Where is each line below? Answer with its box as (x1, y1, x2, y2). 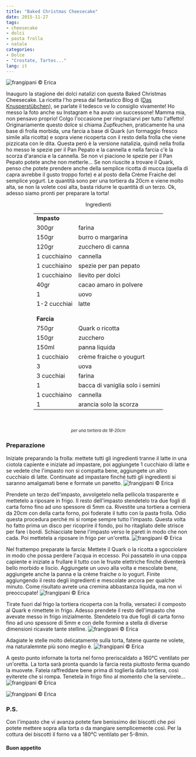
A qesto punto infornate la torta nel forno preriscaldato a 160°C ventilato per (6, 654, 190, 661)
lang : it (6, 63, 27, 69)
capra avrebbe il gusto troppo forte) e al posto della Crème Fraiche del (6, 171, 176, 178)
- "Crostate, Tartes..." (6, 57, 67, 63)
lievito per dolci (78, 271, 121, 280)
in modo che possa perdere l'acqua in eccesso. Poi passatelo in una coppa (6, 552, 187, 559)
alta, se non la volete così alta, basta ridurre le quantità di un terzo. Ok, (6, 184, 177, 191)
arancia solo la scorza (78, 400, 139, 408)
